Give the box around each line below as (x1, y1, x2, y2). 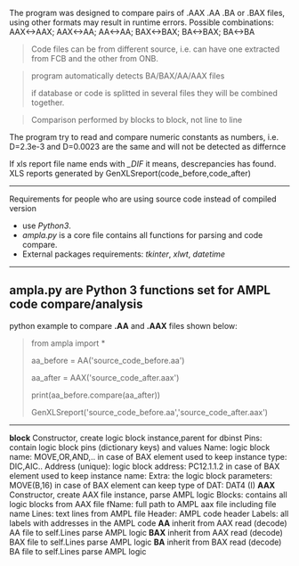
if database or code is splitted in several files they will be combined (30, 88, 279, 98)
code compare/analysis (9, 297, 143, 312)
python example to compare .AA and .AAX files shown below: (9, 320, 238, 331)
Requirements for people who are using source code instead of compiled (9, 193, 278, 204)
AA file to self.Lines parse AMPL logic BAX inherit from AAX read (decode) (9, 527, 283, 537)
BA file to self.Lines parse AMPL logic (9, 545, 147, 556)
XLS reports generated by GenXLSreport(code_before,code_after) (9, 168, 252, 178)
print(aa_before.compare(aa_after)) (30, 390, 161, 400)
